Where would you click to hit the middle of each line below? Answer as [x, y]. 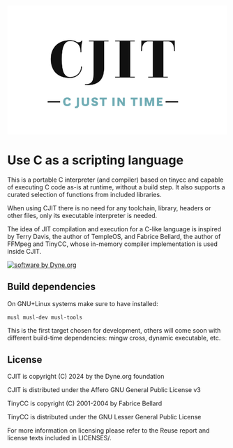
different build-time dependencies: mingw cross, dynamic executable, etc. [114, 338]
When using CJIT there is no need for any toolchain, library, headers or [109, 208]
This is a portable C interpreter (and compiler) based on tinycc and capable [115, 180]
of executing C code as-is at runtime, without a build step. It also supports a [116, 187]
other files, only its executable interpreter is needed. [82, 215]
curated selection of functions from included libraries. [84, 194]
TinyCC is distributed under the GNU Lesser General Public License [104, 417]
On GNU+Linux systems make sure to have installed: [83, 303]
